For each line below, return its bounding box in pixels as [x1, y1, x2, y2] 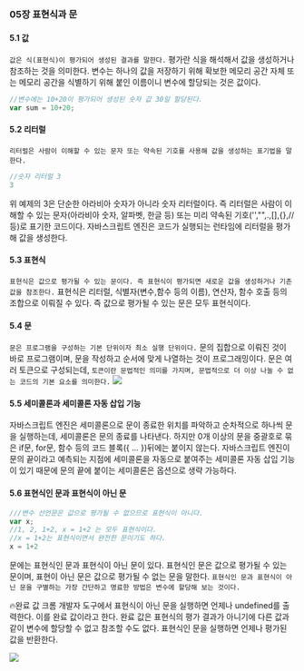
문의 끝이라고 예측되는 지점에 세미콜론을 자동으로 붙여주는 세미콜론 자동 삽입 [9, 454, 279, 465]
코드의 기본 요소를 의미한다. [19, 378, 112, 387]
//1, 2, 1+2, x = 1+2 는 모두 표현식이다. [9, 525, 157, 535]
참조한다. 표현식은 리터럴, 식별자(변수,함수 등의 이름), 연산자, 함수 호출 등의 [25, 286, 288, 297]
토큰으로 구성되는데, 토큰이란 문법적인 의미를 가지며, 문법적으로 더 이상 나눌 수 [18, 365, 284, 376]
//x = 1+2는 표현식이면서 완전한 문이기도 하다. [9, 534, 166, 543]
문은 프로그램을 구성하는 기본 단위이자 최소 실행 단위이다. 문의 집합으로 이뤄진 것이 [9, 342, 288, 353]
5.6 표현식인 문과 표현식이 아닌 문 [9, 488, 127, 498]
